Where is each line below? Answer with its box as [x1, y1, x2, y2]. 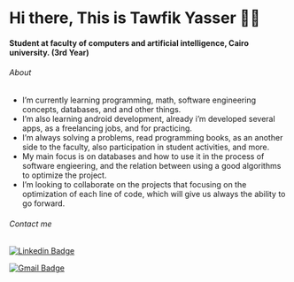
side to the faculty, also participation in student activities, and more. [21, 141, 270, 152]
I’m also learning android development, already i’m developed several [21, 113, 276, 124]
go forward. [21, 198, 66, 209]
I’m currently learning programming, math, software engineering [21, 95, 257, 105]
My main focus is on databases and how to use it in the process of [21, 150, 265, 162]
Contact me [9, 218, 52, 229]
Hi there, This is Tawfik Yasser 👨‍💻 [9, 8, 261, 28]
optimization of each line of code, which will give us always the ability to [21, 188, 286, 199]
